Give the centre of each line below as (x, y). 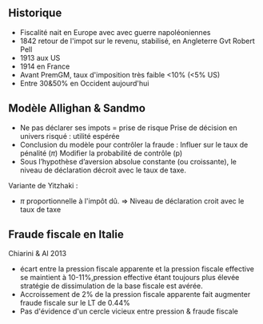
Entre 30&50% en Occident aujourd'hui (84, 83)
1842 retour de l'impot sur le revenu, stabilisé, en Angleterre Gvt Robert (137, 41)
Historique (35, 13)
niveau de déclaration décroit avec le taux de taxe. (103, 170)
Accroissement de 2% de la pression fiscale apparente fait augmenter (135, 294)
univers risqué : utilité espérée (70, 136)
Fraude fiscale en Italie (66, 235)
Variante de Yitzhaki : (43, 185)
